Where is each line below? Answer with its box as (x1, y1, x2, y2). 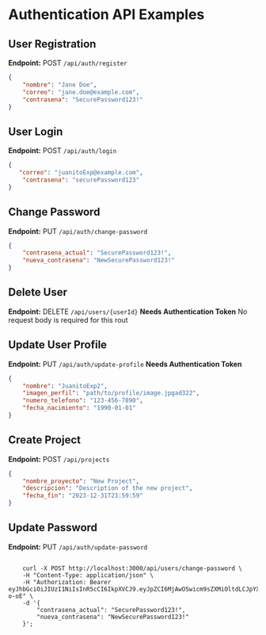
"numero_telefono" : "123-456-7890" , (22, 396, 144, 405)
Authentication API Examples (8, 6, 205, 24)
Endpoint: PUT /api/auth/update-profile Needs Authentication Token (8, 359, 242, 369)
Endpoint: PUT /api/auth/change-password (8, 226, 148, 235)
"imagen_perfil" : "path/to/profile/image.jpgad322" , (22, 389, 200, 397)
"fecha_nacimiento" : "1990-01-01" (22, 404, 136, 412)
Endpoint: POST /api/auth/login (8, 146, 117, 155)
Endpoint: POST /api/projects (8, 454, 110, 464)
